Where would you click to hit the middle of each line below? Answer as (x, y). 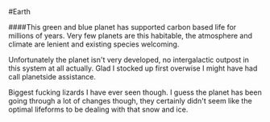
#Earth (19, 12)
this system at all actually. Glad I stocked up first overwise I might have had (133, 68)
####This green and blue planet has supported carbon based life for (123, 27)
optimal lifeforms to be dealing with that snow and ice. (98, 109)
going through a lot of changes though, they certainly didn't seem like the (130, 101)
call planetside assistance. (52, 77)
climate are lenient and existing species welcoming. (94, 44)
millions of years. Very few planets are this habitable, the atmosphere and (130, 36)
